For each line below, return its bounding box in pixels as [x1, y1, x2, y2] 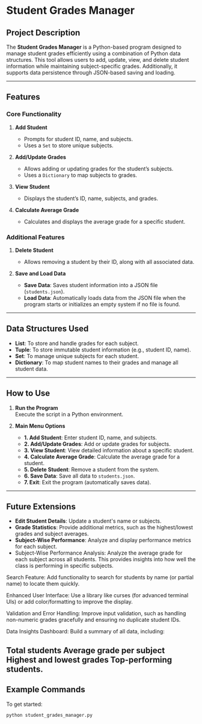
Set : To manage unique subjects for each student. [14, 352, 139, 359]
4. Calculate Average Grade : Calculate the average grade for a [23, 453, 180, 460]
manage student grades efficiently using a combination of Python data [6, 50, 181, 57]
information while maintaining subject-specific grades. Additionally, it [6, 62, 177, 70]
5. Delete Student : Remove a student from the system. [23, 466, 159, 473]
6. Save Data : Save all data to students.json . [23, 472, 135, 479]
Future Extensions [6, 502, 76, 511]
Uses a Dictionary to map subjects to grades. [23, 171, 137, 178]
